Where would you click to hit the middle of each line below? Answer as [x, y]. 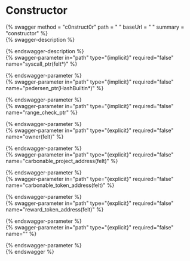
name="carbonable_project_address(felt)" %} [62, 161]
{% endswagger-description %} [45, 51]
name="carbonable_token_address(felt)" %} [60, 185]
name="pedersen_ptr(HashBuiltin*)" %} [55, 88]
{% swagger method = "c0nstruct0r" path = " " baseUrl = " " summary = [95, 27]
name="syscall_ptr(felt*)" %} [42, 64]
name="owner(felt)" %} [35, 136]
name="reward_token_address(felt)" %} [55, 209]
